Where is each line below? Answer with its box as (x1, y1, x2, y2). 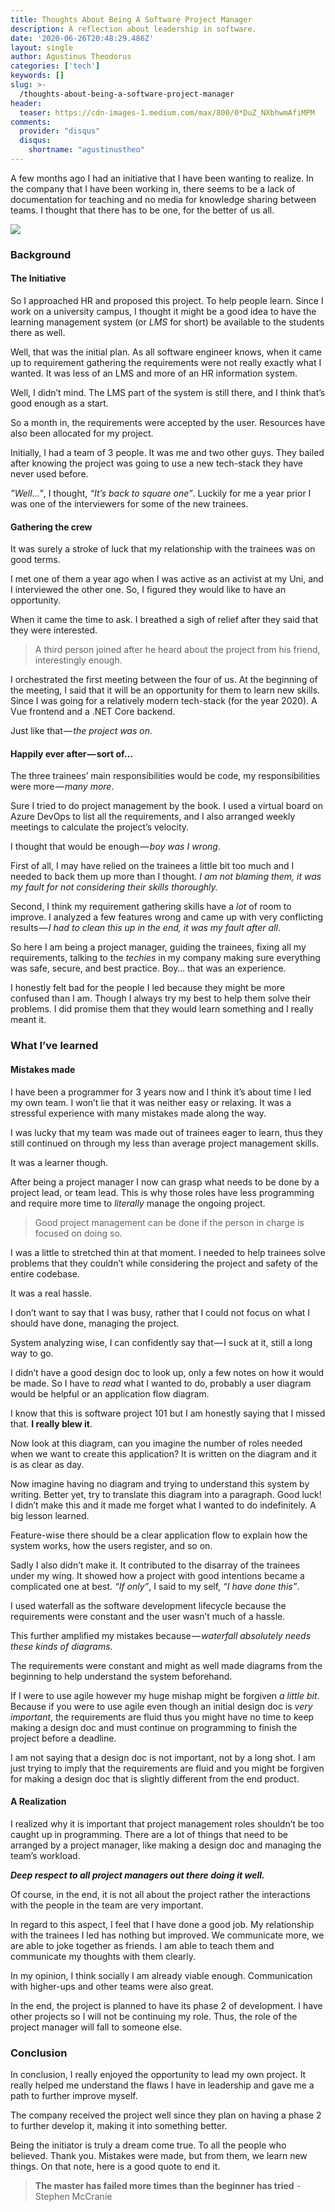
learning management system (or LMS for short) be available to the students (10, 316, 325, 328)
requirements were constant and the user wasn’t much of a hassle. (10, 1610, 286, 1622)
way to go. (10, 1347, 54, 1359)
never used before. (10, 468, 89, 480)
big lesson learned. (10, 1509, 90, 1521)
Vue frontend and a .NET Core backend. (10, 706, 176, 718)
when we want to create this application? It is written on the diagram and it (10, 1447, 317, 1460)
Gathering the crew (10, 521, 93, 533)
